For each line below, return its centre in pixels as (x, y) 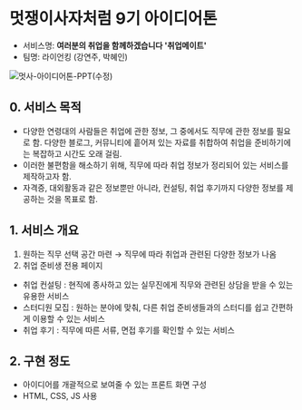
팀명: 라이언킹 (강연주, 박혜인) (75, 56)
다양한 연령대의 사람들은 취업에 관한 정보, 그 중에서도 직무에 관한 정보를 (148, 131)
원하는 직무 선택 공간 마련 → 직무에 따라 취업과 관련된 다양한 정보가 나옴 (149, 254)
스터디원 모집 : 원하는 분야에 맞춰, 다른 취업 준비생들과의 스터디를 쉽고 (146, 307)
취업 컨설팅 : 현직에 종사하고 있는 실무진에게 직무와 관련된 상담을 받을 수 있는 (158, 284)
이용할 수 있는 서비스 (69, 318)
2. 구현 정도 (40, 361)
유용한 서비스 (46, 296)
